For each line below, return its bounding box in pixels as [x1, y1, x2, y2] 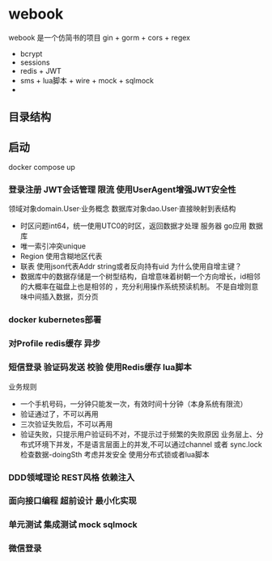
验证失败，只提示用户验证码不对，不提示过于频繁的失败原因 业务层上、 [19, 429, 257, 439]
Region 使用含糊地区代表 [19, 252, 103, 261]
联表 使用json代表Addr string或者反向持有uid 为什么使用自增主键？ [19, 261, 242, 271]
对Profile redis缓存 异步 [8, 338, 101, 349]
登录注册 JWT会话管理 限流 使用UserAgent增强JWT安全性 [8, 184, 236, 195]
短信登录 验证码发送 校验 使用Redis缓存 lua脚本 [8, 362, 192, 373]
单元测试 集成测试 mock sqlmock [8, 519, 138, 530]
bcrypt [19, 49, 43, 58]
